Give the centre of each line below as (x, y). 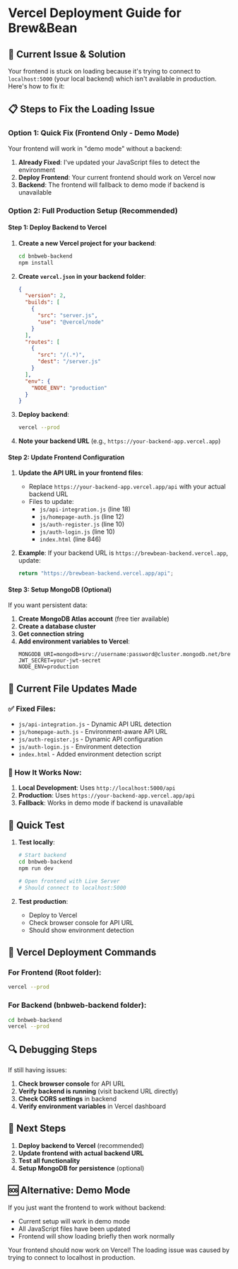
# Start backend (42, 855)
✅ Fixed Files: (32, 708)
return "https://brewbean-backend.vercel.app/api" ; (96, 574)
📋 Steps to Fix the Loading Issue (81, 109)
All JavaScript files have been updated (74, 1229)
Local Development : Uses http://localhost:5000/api (97, 788)
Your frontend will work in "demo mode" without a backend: (95, 148)
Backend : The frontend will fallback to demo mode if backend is (112, 185)
